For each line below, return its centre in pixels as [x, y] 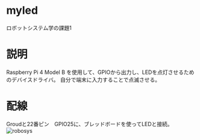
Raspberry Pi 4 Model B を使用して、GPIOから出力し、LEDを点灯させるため [100, 72]
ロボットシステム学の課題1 [39, 28]
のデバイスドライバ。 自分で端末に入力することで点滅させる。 [83, 79]
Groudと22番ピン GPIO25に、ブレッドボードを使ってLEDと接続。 [89, 124]
